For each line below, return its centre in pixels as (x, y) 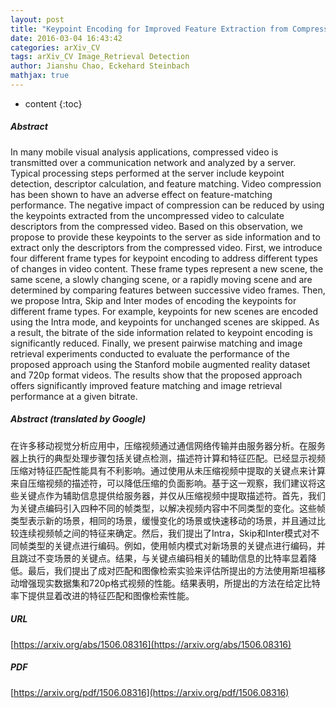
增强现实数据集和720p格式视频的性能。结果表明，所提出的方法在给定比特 (169, 583)
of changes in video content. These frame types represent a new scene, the (167, 268)
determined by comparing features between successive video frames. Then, (168, 290)
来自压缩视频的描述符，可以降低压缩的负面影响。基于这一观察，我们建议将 (163, 483)
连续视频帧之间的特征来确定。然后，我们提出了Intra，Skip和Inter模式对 (165, 533)
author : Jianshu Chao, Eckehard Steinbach (100, 66)
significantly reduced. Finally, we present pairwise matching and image (156, 343)
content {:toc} (53, 103)
